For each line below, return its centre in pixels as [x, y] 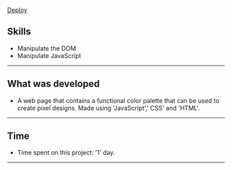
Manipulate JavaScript [49, 55]
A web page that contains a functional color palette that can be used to [118, 100]
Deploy [17, 10]
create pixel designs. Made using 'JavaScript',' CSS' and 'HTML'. [108, 108]
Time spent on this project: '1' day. [66, 153]
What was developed [54, 84]
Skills [19, 31]
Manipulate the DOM [47, 48]
